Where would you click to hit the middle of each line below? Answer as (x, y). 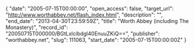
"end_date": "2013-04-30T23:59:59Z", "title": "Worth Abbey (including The (97, 21)
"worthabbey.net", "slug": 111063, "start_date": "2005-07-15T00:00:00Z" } (96, 40)
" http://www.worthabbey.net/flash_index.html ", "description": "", (84, 15)
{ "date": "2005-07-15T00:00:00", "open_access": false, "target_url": (90, 9)
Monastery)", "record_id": (37, 27)
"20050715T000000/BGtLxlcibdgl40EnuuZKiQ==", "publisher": (83, 34)
